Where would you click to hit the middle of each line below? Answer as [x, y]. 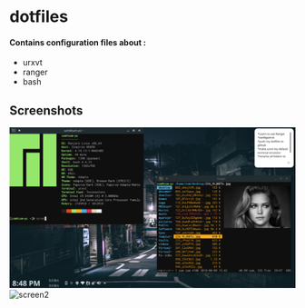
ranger [35, 72]
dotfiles [39, 17]
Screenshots [46, 110]
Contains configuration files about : [78, 42]
